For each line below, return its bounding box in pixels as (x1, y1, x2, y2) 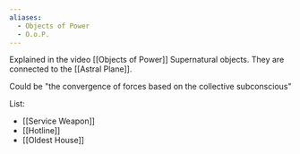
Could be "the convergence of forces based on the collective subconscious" (9, 81, 292, 92)
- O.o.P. (17, 30, 50, 38)
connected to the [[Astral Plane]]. (9, 64, 133, 74)
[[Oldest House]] (21, 135, 85, 146)
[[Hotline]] (21, 125, 61, 136)
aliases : (9, 13, 42, 22)
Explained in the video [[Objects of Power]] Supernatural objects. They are (9, 55, 285, 65)
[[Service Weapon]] (21, 115, 96, 126)
